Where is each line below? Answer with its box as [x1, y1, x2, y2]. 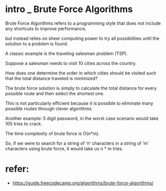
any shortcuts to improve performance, [5, 25, 87, 31]
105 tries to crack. [5, 120, 43, 126]
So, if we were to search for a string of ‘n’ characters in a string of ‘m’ [5, 140, 149, 146]
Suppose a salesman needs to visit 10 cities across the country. [5, 60, 137, 66]
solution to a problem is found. [5, 40, 68, 46]
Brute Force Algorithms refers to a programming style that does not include [5, 20, 161, 26]
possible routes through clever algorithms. [5, 105, 93, 111]
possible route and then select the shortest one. [5, 90, 105, 96]
